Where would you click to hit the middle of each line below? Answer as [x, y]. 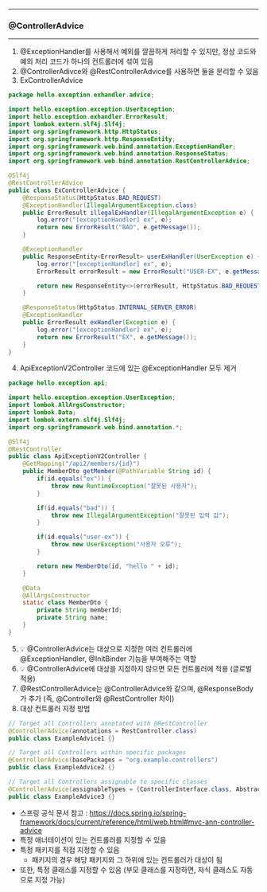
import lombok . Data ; [43, 413]
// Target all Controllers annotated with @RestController [108, 723]
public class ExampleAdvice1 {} [62, 738]
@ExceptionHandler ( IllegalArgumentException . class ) [110, 205]
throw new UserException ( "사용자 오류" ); [116, 545]
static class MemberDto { [66, 603]
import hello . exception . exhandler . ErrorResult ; [89, 117]
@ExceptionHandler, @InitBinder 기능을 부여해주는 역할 [108, 659]
